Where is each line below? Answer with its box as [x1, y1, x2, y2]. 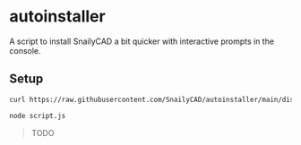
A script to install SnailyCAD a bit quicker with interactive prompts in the [9, 36, 275, 47]
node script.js [9, 111, 66, 120]
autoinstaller [9, 6, 106, 27]
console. [9, 45, 42, 55]
